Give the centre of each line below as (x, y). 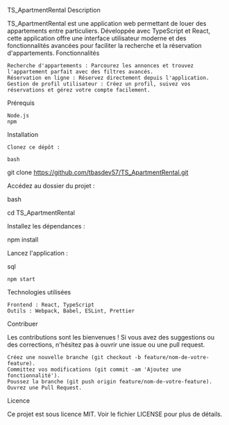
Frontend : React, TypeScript (51, 305)
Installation (23, 134)
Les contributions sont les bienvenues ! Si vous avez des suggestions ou (111, 337)
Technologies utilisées (39, 292)
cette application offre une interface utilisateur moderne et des (97, 38)
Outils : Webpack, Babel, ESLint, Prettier (71, 311)
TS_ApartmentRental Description (54, 10)
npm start (22, 279)
